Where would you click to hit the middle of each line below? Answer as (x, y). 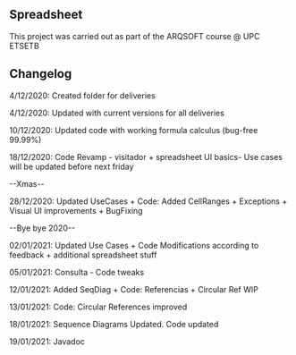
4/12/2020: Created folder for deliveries (83, 95)
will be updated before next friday (72, 166)
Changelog (41, 74)
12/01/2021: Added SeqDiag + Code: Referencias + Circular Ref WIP (134, 289)
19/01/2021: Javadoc (47, 341)
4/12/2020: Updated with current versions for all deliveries (117, 113)
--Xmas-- (27, 183)
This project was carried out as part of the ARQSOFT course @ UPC (135, 36)
